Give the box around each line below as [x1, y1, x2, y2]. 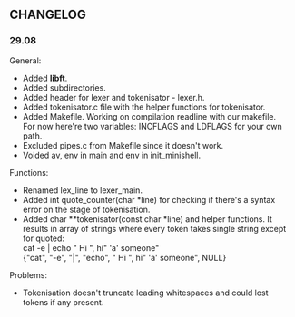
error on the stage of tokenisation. [22, 204, 151, 215]
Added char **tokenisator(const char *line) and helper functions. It [22, 213, 272, 225]
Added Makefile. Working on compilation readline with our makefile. [22, 110, 277, 121]
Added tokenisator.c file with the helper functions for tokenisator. [22, 101, 266, 112]
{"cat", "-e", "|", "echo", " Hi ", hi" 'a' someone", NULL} [22, 252, 227, 263]
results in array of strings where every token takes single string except [22, 223, 287, 234]
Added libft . [22, 72, 68, 83]
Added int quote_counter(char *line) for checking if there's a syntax [22, 194, 276, 205]
